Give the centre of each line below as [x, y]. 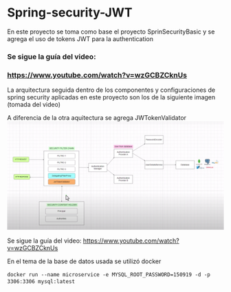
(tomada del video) [34, 105]
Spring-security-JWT [70, 13]
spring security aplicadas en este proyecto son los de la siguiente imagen [111, 97]
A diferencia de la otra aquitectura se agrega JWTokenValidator [97, 118]
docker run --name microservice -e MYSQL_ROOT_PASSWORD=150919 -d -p [109, 275]
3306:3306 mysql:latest [41, 282]
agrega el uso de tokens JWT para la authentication [80, 38]
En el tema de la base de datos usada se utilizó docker [84, 261]
